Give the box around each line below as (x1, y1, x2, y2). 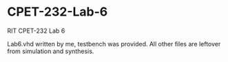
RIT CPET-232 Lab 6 (7, 27, 65, 35)
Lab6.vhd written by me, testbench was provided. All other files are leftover (7, 40, 221, 48)
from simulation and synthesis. (7, 47, 94, 55)
